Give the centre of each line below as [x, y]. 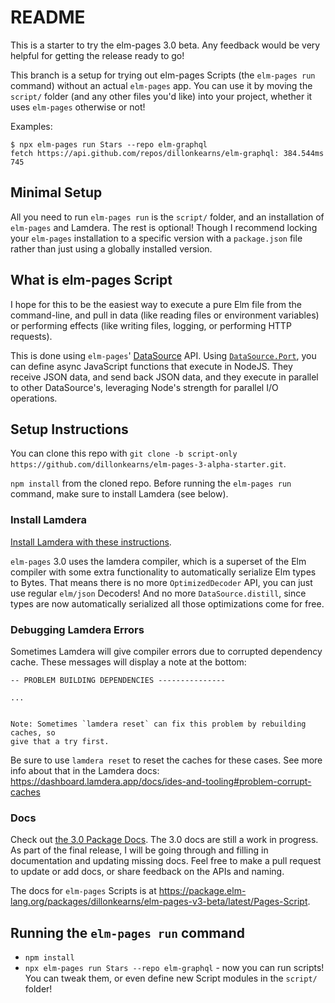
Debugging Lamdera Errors [77, 629]
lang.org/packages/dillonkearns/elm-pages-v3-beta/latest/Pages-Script [159, 902]
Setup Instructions [69, 429]
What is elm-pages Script [91, 280]
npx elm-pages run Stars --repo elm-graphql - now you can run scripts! [174, 968]
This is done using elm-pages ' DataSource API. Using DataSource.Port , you [163, 355]
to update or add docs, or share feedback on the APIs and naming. [147, 872]
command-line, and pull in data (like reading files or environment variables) [165, 315]
